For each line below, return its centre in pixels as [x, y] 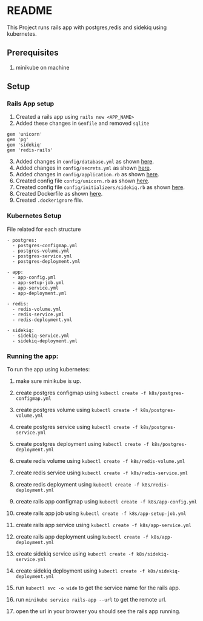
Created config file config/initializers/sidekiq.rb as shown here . [100, 187]
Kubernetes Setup [34, 216]
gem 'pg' [18, 140]
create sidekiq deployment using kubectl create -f [80, 571]
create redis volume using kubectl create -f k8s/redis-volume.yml [100, 461]
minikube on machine [42, 67]
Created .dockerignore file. [49, 200]
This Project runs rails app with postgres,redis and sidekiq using [87, 27]
